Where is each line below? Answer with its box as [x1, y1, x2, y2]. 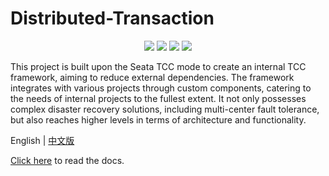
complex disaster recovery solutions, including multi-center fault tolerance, [10, 103, 320, 115]
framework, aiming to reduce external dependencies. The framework [10, 71, 295, 83]
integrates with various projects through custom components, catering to [10, 82, 312, 94]
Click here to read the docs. [10, 154, 125, 166]
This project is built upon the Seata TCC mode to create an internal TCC [10, 60, 307, 72]
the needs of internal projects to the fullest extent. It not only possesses [10, 92, 307, 104]
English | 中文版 [10, 134, 75, 146]
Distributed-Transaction [10, 7, 215, 30]
